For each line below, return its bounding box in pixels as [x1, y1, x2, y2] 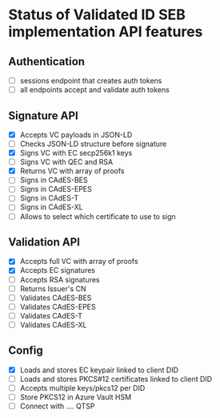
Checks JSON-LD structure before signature [19, 139, 167, 148]
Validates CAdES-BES [19, 293, 92, 302]
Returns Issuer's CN [19, 283, 86, 294]
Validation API [8, 235, 80, 249]
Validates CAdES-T [19, 310, 82, 320]
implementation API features [8, 22, 203, 41]
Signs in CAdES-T [19, 193, 78, 203]
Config [8, 343, 43, 358]
